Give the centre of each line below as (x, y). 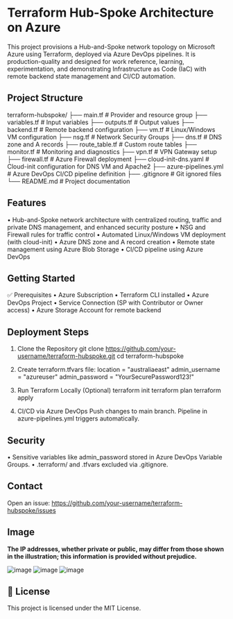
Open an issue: (29, 503)
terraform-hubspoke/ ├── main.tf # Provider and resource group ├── (107, 115)
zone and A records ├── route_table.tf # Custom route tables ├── (102, 144)
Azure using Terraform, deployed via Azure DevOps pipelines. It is (102, 54)
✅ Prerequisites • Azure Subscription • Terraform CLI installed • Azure (108, 295)
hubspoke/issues (32, 510)
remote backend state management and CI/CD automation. (91, 76)
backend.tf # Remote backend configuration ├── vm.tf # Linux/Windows (111, 129)
